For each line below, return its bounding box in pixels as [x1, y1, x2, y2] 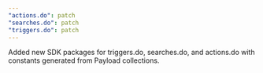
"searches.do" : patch [8, 19, 80, 27]
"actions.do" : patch [8, 11, 76, 20]
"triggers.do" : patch [8, 26, 80, 34]
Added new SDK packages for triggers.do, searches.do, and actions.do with [8, 48, 255, 57]
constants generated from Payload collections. [8, 56, 160, 65]
